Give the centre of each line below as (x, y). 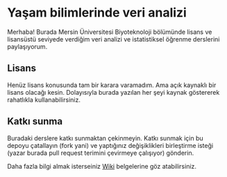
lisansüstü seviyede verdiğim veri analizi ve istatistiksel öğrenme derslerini (113, 39)
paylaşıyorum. (27, 46)
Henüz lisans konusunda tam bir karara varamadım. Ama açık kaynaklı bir (112, 85)
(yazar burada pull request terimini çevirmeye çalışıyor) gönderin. (101, 153)
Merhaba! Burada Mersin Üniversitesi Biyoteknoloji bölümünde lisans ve (110, 32)
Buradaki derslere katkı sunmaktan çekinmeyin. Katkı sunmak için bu (105, 138)
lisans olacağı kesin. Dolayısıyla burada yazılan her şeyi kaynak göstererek (113, 92)
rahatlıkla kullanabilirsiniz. (44, 100)
